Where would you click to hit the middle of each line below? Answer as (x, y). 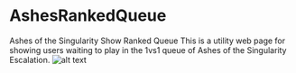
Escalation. (30, 59)
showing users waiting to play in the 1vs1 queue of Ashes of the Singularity (148, 50)
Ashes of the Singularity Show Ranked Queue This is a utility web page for (148, 41)
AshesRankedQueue (88, 16)
